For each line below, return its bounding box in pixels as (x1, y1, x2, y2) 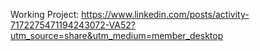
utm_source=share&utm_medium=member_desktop (10, 30, 224, 41)
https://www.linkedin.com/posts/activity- (81, 9, 250, 20)
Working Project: (10, 9, 80, 20)
